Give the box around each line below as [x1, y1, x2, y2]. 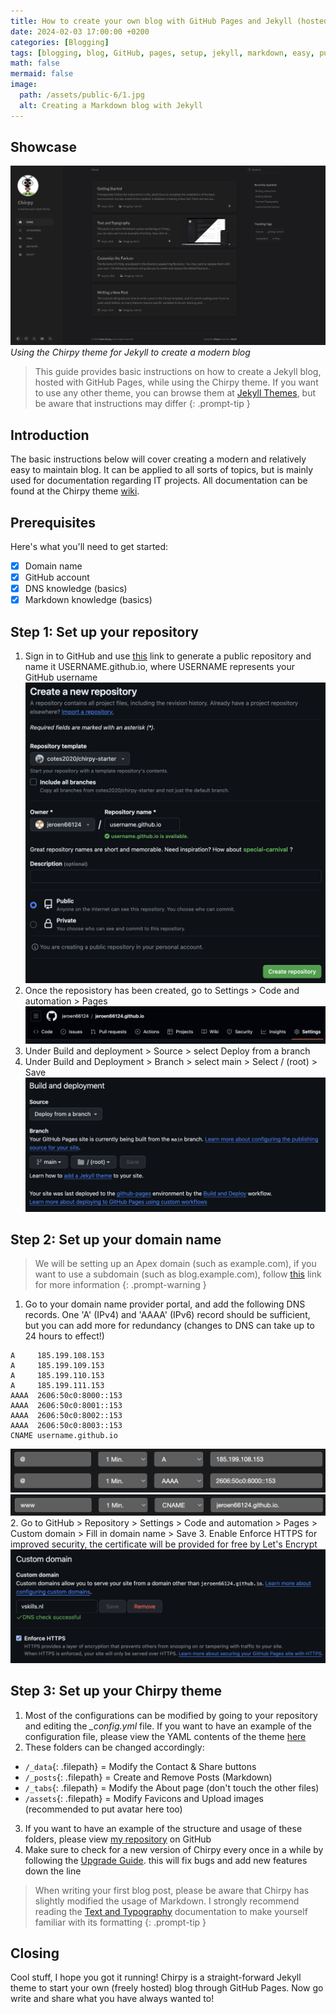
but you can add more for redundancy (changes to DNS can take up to [24, 1320, 315, 1332]
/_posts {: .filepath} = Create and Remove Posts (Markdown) [24, 1771, 273, 1783]
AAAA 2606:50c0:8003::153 [10, 1421, 123, 1431]
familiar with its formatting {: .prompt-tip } [34, 1916, 207, 1928]
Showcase [10, 139, 78, 156]
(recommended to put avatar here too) [24, 1803, 183, 1815]
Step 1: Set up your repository [10, 623, 199, 640]
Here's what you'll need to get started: [10, 541, 169, 552]
